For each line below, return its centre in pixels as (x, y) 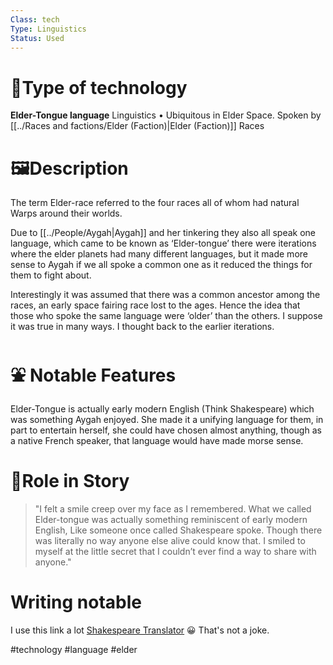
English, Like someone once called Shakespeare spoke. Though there (178, 530)
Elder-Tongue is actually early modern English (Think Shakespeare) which (162, 409)
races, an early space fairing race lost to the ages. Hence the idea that (155, 305)
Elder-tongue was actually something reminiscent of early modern (171, 520)
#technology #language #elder (74, 650)
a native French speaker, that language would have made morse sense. (157, 441)
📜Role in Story (70, 481)
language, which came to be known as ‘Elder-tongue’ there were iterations (163, 243)
